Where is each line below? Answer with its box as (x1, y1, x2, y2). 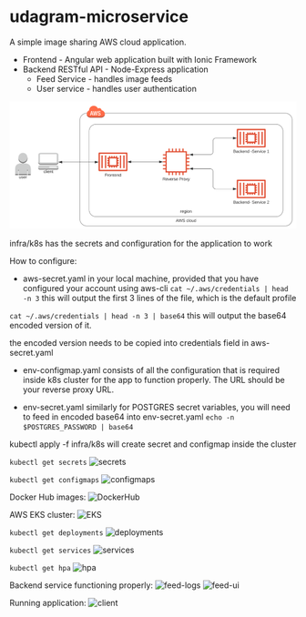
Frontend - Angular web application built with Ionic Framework (22, 54, 258, 65)
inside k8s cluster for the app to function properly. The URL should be (22, 374, 285, 385)
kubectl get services (9, 546, 92, 555)
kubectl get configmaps (9, 475, 100, 484)
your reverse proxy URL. (22, 384, 115, 395)
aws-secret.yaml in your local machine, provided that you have (22, 273, 260, 284)
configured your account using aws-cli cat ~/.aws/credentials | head (22, 282, 289, 293)
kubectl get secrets (9, 458, 88, 467)
